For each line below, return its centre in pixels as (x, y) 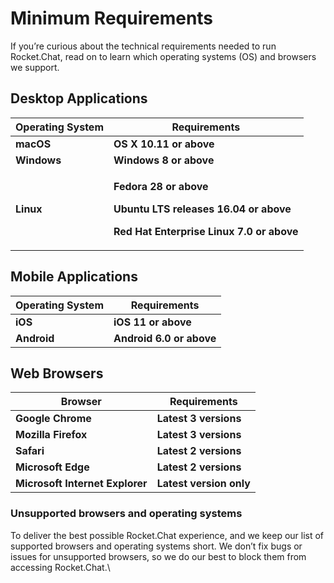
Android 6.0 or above (165, 338)
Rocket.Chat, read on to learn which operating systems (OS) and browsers (163, 56)
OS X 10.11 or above (164, 144)
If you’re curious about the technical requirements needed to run (143, 46)
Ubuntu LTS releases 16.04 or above (202, 209)
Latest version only (203, 484)
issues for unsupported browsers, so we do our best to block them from (158, 556)
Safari (30, 451)
